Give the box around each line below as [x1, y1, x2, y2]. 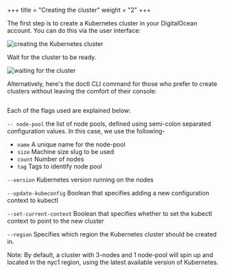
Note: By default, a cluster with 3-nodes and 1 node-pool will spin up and [7, 251, 214, 259]
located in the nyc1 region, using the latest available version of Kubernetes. [7, 258, 219, 266]
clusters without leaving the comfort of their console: [7, 87, 157, 95]
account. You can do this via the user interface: [7, 27, 141, 34]
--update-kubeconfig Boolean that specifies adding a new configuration [7, 189, 209, 197]
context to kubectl [7, 196, 58, 204]
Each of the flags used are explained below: [7, 107, 132, 114]
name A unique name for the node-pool [16, 140, 126, 149]
